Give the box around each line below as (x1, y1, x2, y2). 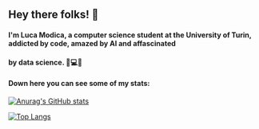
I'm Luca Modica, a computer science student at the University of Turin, (8, 29, 252, 40)
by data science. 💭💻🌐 (8, 57, 82, 67)
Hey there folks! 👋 (8, 8, 99, 21)
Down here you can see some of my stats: (8, 79, 150, 88)
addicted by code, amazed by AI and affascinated (8, 38, 176, 48)
